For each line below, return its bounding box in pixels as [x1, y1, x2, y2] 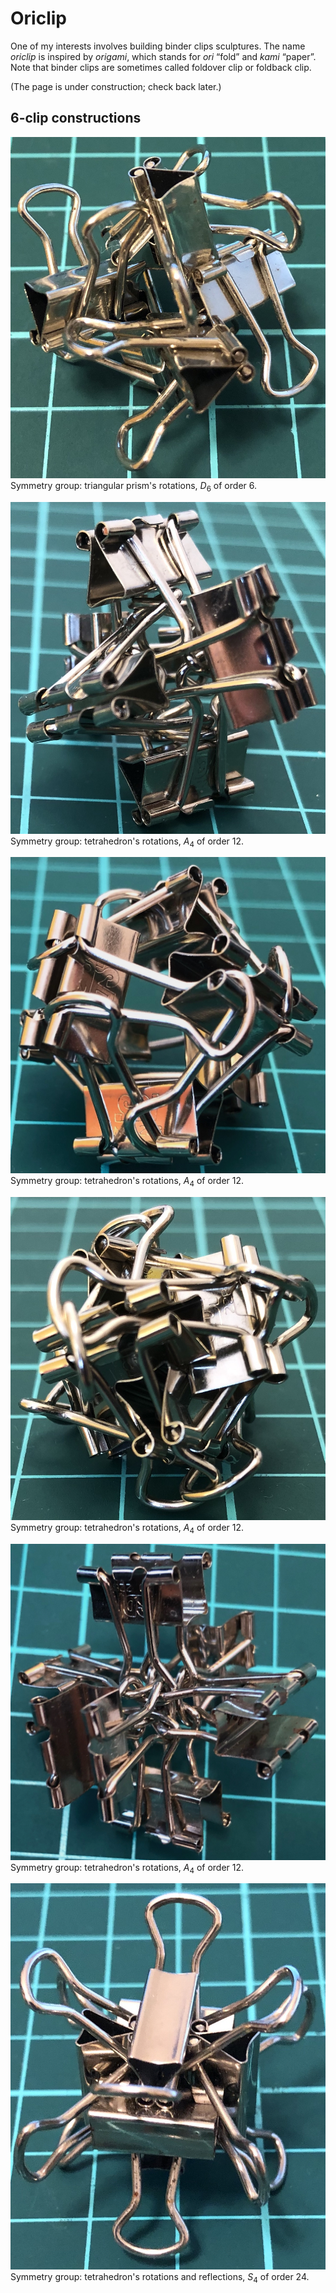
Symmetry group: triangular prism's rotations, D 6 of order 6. [10, 479, 257, 494]
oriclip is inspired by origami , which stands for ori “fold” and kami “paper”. [10, 50, 317, 62]
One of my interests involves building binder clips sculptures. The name [10, 40, 306, 52]
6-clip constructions [10, 110, 142, 127]
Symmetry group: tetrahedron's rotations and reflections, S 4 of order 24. [10, 2271, 310, 2286]
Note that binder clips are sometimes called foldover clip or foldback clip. [10, 61, 312, 73]
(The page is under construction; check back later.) [10, 80, 222, 92]
